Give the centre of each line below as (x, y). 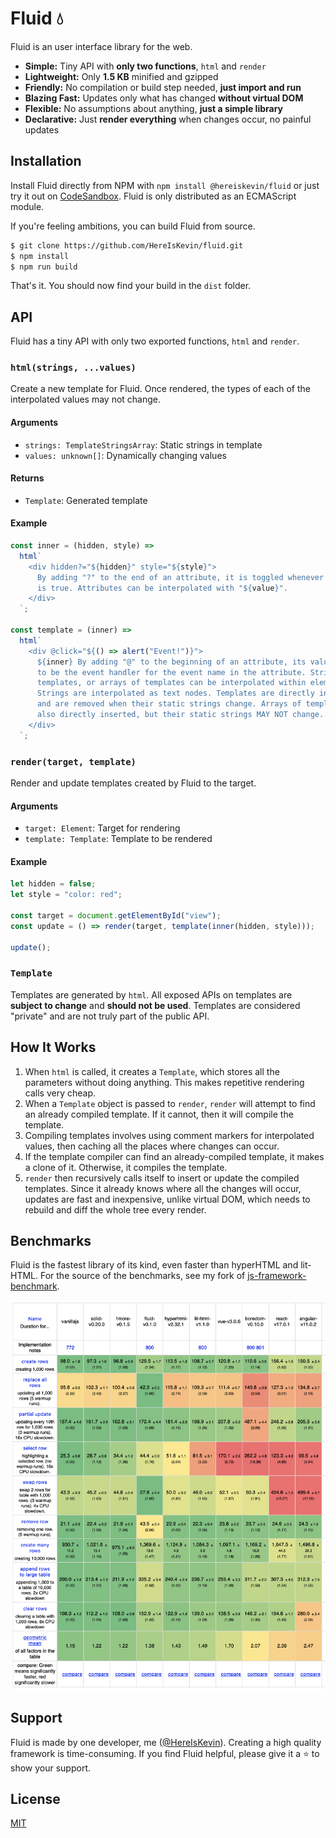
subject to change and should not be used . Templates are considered (155, 1005)
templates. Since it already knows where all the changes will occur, (163, 1188)
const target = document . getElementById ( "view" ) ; (116, 916)
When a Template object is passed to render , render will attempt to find (170, 1103)
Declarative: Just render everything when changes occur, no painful (168, 119)
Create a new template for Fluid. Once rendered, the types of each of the (161, 389)
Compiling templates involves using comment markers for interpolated (169, 1135)
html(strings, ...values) (73, 368)
